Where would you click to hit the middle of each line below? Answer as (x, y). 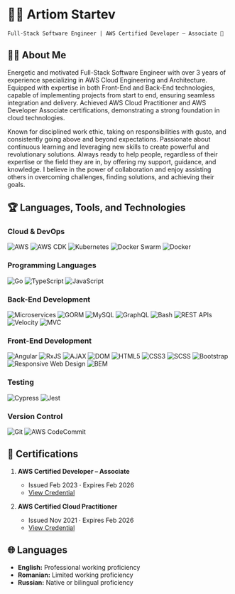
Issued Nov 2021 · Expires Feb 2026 (81, 520)
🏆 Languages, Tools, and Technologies (97, 208)
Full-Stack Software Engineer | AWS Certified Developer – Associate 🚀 (115, 33)
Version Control (35, 416)
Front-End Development (50, 341)
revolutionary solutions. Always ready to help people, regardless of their (113, 154)
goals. (16, 184)
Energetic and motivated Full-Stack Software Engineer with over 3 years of (117, 72)
